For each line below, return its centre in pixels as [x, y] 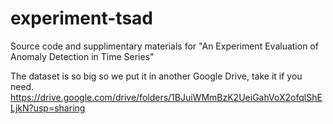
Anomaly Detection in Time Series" [82, 56]
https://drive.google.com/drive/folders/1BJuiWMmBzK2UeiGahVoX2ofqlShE [166, 97]
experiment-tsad [81, 18]
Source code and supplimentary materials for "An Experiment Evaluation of [164, 46]
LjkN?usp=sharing [48, 108]
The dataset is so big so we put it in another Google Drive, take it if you [156, 76]
